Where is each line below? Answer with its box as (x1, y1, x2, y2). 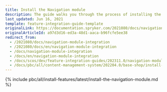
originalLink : (5, 26, 35, 31)
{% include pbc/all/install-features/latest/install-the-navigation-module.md (5, 77, 158, 83)
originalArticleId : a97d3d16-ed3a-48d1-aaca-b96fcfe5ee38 (5, 30, 128, 35)
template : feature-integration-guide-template (5, 21, 103, 26)
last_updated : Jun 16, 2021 (5, 16, 64, 21)
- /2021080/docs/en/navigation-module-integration (9, 44, 117, 49)
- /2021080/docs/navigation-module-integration (9, 40, 110, 45)
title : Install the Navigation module (5, 7, 85, 12)
